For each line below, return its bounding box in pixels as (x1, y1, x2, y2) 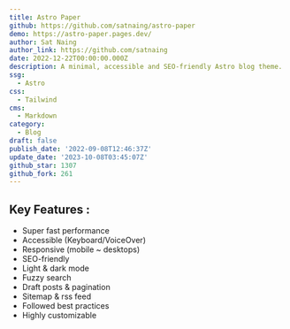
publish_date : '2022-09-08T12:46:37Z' (9, 144, 152, 153)
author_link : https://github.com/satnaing (9, 46, 168, 55)
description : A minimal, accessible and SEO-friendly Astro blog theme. (9, 63, 283, 72)
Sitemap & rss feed (21, 291, 92, 302)
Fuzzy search (21, 272, 72, 283)
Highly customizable (21, 310, 97, 321)
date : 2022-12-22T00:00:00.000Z (9, 54, 128, 63)
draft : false (9, 136, 57, 145)
